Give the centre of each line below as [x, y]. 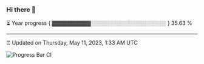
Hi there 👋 [21, 10]
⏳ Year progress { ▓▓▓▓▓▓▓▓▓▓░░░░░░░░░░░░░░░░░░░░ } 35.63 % [99, 23]
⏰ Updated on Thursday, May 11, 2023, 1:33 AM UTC [72, 43]
